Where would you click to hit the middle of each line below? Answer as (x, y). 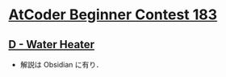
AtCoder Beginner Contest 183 (113, 15)
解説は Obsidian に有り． (61, 65)
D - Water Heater (52, 45)
